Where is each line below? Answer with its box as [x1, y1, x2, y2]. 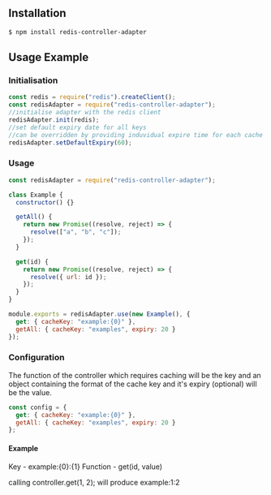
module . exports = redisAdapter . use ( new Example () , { [8, 310, 191, 319]
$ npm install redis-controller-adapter [8, 28, 148, 36]
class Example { [8, 191, 63, 199]
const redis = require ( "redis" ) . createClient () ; [8, 93, 176, 101]
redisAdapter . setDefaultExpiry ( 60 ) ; [8, 138, 132, 147]
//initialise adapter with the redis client [8, 109, 161, 117]
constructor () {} [15, 198, 75, 206]
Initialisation [8, 75, 58, 86]
